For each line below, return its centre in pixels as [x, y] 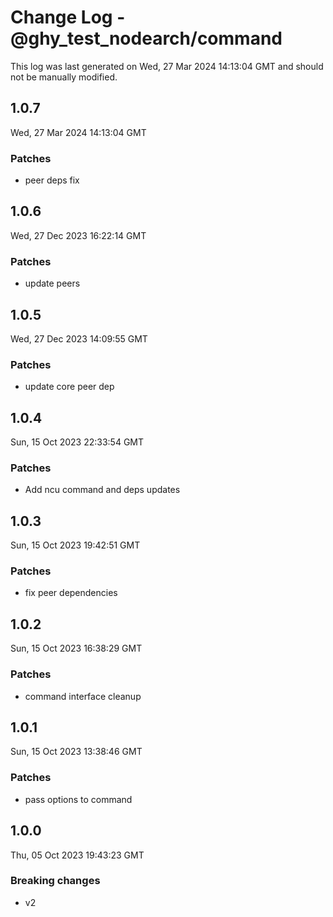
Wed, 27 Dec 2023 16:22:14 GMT [78, 235]
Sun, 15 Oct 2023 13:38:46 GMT [76, 752]
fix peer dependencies [71, 593]
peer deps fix [52, 180]
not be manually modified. [64, 77]
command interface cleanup [83, 696]
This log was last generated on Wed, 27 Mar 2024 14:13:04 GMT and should [167, 66]
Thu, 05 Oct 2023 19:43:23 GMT [77, 855]
